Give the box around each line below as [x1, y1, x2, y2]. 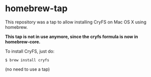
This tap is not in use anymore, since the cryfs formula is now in [5, 34, 139, 39]
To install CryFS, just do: [5, 48, 55, 54]
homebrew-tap [5, 3, 68, 14]
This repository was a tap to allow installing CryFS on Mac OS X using [5, 19, 147, 25]
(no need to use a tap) [5, 66, 50, 72]
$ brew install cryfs [5, 58, 50, 62]
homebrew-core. [5, 38, 41, 44]
